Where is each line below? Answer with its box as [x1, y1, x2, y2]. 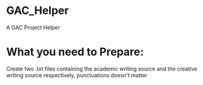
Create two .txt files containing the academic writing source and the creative [6, 65, 198, 72]
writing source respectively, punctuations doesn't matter [6, 71, 147, 79]
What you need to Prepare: [6, 45, 144, 59]
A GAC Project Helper [6, 24, 61, 31]
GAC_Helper [6, 4, 69, 18]
